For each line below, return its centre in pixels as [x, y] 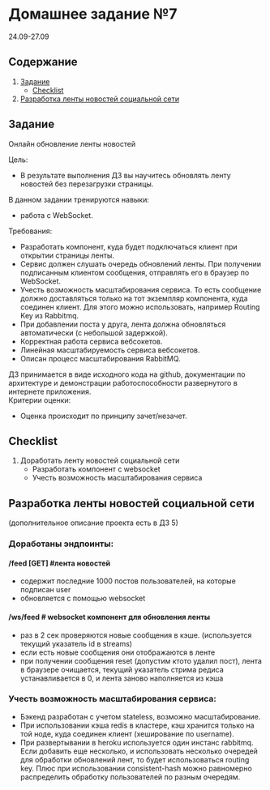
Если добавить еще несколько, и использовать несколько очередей [139, 751]
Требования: [30, 231]
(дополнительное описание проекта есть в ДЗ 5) [93, 523]
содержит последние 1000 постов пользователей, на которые [128, 581]
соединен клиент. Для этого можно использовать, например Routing [140, 307]
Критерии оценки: [40, 400]
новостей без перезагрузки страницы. [87, 184]
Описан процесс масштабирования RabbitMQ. [100, 358]
